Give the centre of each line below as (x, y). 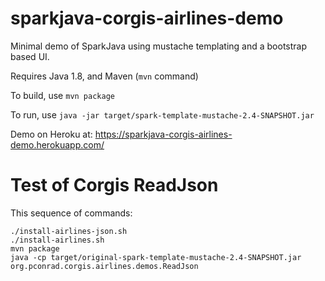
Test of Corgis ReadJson (114, 185)
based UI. (30, 56)
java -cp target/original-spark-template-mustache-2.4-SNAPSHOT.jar (156, 257)
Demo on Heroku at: (51, 134)
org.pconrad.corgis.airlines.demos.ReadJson (104, 266)
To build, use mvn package (62, 95)
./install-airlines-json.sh (69, 231)
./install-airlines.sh (57, 240)
